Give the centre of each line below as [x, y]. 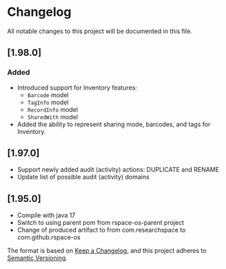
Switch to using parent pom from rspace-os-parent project [101, 223]
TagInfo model [48, 102]
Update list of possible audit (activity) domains [83, 177]
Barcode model [48, 94]
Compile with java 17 [46, 215]
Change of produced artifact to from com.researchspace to [101, 230]
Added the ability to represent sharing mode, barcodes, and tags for [114, 124]
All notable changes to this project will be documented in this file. [100, 31]
